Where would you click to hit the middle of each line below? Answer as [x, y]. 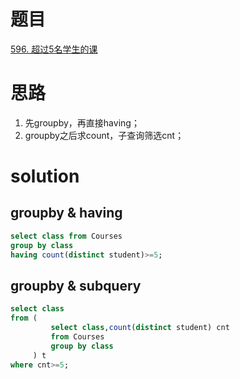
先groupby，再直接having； [82, 122]
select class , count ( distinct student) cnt [140, 328]
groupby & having [66, 213]
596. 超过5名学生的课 [54, 49]
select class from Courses [66, 236]
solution [45, 176]
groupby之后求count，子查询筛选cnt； [104, 135]
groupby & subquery [76, 285]
